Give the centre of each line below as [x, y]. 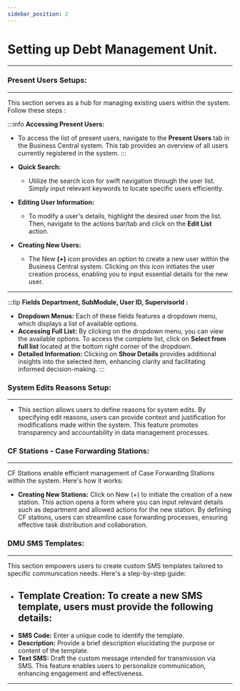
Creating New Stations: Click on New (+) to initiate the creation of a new [125, 495]
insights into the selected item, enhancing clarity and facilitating [111, 361]
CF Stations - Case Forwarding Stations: [79, 451]
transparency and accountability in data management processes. [113, 433]
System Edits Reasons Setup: [60, 388]
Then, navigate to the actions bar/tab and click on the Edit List [120, 223]
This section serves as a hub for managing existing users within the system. [119, 102]
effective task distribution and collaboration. [82, 525]
